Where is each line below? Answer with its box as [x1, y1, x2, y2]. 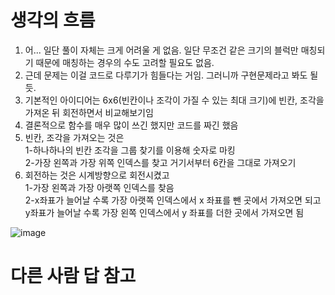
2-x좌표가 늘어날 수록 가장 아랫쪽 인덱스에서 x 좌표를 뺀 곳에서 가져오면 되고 [24, 194, 322, 206]
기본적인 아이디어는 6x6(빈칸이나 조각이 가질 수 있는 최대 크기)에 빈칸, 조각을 [24, 94, 325, 106]
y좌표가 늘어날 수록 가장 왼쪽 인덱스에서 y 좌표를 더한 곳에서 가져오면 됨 [24, 206, 305, 218]
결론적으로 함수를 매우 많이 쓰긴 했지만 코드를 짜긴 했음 [24, 119, 239, 131]
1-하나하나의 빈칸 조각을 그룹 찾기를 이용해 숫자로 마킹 [24, 144, 236, 156]
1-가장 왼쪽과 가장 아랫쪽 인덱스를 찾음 [24, 181, 175, 193]
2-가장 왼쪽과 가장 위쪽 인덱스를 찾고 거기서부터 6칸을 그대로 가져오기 [24, 156, 297, 168]
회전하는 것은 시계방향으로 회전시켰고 [24, 169, 170, 181]
